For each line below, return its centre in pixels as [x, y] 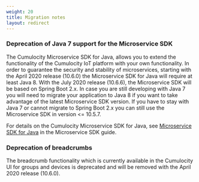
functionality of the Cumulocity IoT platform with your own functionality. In [98, 63]
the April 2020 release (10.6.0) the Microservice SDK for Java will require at [99, 76]
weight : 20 [20, 12]
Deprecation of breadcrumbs [49, 147]
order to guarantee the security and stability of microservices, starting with [99, 69]
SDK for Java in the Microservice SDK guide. [61, 132]
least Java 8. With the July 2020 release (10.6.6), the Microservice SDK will [99, 82]
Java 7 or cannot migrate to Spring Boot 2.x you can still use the [85, 108]
